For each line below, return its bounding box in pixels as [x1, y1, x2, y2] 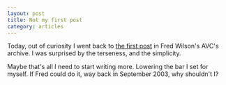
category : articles [7, 23, 64, 30]
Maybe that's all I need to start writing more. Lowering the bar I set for [7, 63, 209, 71]
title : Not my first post [7, 17, 82, 23]
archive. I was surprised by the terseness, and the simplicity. [7, 49, 181, 57]
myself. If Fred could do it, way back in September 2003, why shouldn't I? [7, 70, 219, 78]
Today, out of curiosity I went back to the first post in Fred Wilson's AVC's [7, 42, 219, 50]
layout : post [7, 10, 45, 17]
